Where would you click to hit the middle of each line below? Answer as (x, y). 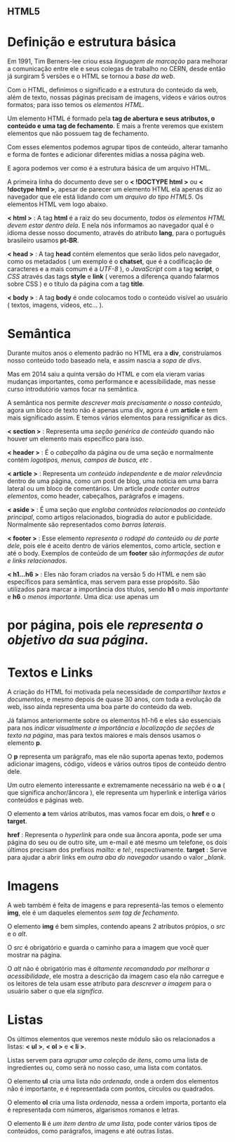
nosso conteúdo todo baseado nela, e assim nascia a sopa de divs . (105, 360)
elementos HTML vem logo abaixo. (58, 204)
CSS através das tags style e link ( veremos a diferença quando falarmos (113, 277)
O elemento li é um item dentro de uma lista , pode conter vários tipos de (112, 1124)
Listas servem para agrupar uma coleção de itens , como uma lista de (108, 1060)
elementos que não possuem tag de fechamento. (78, 134)
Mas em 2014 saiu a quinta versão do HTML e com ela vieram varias (106, 374)
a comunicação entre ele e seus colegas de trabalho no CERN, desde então (116, 69)
